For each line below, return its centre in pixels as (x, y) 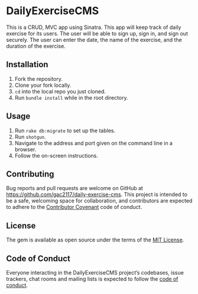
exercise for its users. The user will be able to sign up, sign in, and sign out (97, 33)
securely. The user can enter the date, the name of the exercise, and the (94, 40)
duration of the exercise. (36, 46)
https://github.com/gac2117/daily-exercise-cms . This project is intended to (97, 195)
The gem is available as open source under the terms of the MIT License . (95, 240)
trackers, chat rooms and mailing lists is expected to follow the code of (92, 279)
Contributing (30, 174)
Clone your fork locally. (43, 85)
